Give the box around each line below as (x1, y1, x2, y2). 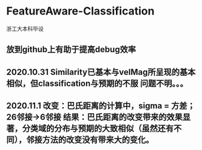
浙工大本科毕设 (6, 25, 44, 32)
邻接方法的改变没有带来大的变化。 (26, 135, 154, 145)
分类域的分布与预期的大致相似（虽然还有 (22, 123, 174, 134)
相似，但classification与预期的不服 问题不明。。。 (6, 78, 188, 88)
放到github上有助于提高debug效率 (6, 44, 136, 55)
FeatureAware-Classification (6, 4, 155, 18)
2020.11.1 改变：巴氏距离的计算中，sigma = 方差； (6, 101, 195, 111)
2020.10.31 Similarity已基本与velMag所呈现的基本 (6, 67, 196, 77)
